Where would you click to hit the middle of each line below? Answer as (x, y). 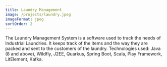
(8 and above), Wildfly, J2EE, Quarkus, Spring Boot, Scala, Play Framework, (84, 54)
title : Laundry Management (34, 10)
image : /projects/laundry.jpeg (38, 14)
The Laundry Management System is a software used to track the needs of (83, 38)
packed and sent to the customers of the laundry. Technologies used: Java (83, 48)
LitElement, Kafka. (24, 59)
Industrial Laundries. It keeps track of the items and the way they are (76, 43)
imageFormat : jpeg (24, 19)
